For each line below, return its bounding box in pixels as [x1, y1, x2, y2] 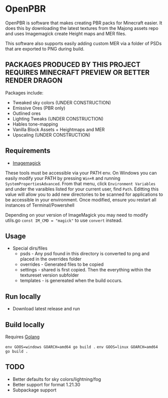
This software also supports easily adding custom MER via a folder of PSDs [5, 40, 162, 46]
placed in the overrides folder [20, 256, 82, 262]
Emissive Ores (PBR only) [12, 105, 66, 111]
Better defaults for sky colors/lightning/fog [12, 376, 101, 382]
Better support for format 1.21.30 [12, 381, 81, 387]
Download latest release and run [12, 306, 80, 312]
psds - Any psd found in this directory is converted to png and [20, 251, 150, 257]
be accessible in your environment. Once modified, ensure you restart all [5, 196, 156, 203]
